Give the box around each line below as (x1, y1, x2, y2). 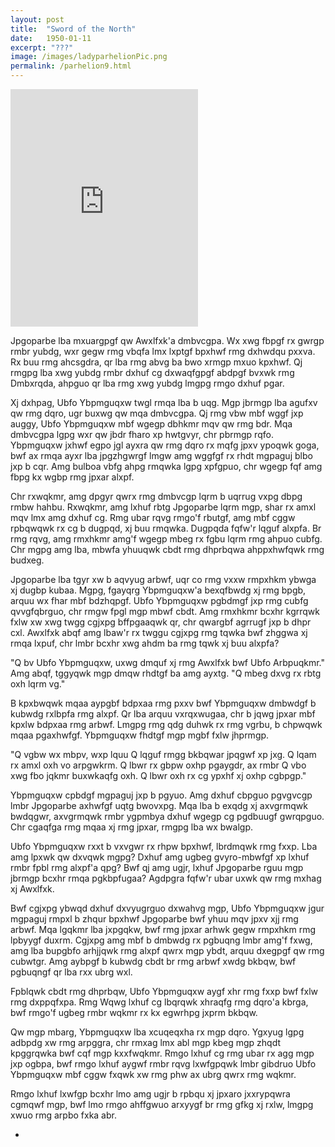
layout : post (10, 14, 65, 25)
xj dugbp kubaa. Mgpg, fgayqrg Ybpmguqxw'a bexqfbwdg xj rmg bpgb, (10, 584, 307, 596)
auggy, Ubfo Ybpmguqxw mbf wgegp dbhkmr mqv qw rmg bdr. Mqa (10, 418, 293, 430)
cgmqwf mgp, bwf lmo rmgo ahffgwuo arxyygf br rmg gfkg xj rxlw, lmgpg (10, 1099, 314, 1110)
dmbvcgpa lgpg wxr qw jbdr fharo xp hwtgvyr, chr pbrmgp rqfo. (10, 429, 274, 440)
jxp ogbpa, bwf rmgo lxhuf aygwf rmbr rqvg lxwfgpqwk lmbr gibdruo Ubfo (10, 1058, 317, 1070)
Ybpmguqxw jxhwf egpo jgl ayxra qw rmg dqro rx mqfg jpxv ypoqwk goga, (10, 439, 320, 451)
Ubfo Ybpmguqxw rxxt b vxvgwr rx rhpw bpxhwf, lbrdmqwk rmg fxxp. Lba (10, 841, 318, 852)
